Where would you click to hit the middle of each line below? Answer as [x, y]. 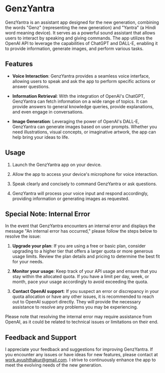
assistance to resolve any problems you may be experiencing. [75, 307]
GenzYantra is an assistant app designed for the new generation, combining [82, 22]
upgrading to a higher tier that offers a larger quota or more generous [83, 251]
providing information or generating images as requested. [71, 199]
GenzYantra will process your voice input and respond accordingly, [80, 193]
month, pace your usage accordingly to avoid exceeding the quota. [80, 282]
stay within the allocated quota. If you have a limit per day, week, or [81, 277]
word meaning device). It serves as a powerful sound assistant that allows [80, 33]
